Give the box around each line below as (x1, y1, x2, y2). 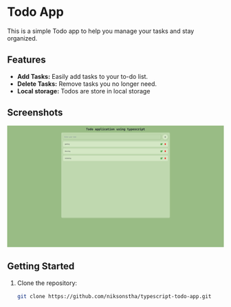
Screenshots (7, 107, 63, 119)
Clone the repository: (16, 279, 78, 287)
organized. (7, 34, 38, 42)
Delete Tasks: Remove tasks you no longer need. (16, 80, 157, 88)
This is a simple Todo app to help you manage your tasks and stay (7, 27, 195, 35)
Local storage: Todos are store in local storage (16, 87, 151, 95)
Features (7, 54, 46, 66)
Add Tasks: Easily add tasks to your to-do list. (16, 72, 148, 80)
